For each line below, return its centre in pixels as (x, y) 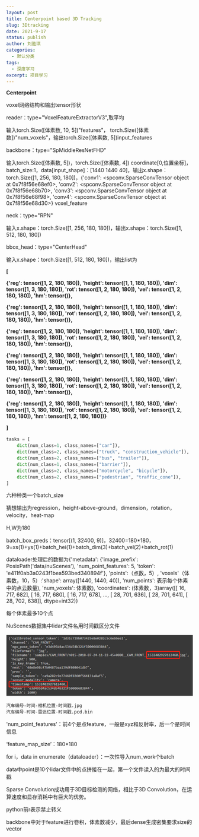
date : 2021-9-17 (26, 31)
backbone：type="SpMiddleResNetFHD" (56, 150)
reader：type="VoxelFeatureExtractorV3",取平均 (65, 118)
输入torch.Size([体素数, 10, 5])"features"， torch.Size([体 (75, 130)
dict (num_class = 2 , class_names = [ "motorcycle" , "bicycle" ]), (92, 471)
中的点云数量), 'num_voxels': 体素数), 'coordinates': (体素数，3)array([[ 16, (96, 588)
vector (14, 829)
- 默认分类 (23, 56)
